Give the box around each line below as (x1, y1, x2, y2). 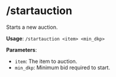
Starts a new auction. (6, 24, 58, 31)
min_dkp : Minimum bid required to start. (14, 63, 111, 71)
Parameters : (6, 46, 37, 53)
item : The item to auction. (14, 58, 78, 65)
